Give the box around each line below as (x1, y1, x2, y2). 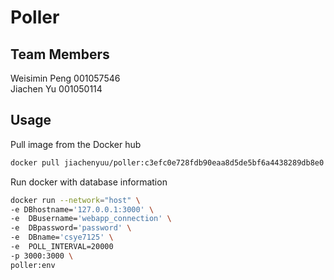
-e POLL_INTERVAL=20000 (10, 242, 114, 252)
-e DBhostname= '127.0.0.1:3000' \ (10, 204, 155, 215)
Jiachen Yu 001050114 (10, 83, 103, 95)
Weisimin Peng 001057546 (10, 72, 121, 84)
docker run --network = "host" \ (10, 195, 141, 205)
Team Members (10, 46, 110, 63)
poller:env (10, 260, 56, 270)
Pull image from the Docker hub (10, 138, 142, 150)
